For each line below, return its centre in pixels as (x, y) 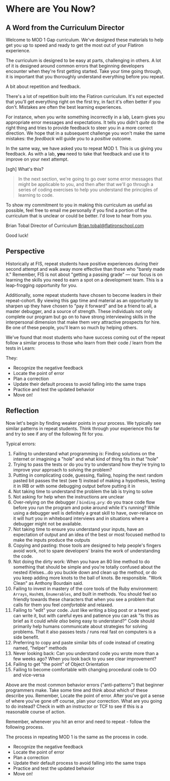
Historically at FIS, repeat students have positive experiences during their (82, 263)
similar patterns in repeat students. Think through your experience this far (83, 428)
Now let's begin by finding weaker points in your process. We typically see (83, 423)
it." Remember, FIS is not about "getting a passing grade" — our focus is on (84, 274)
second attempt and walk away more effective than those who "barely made (85, 269)
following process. (25, 727)
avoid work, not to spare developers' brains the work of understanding (87, 551)
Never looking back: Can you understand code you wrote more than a (86, 653)
